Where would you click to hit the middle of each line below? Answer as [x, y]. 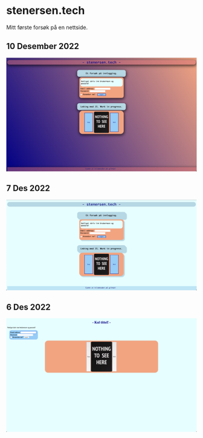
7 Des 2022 [28, 188]
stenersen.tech [46, 11]
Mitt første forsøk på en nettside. [47, 27]
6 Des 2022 [28, 307]
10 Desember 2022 [43, 46]
